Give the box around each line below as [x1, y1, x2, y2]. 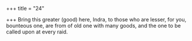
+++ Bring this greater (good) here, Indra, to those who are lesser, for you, [6, 16, 187, 23]
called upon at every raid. [6, 28, 68, 35]
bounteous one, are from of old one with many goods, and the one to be [6, 23, 181, 29]
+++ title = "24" [6, 5, 45, 12]
